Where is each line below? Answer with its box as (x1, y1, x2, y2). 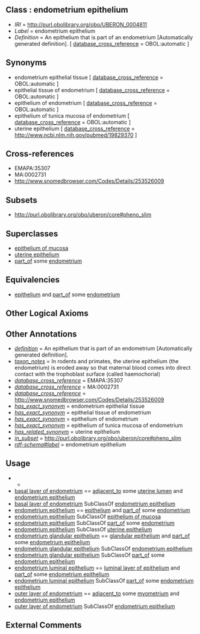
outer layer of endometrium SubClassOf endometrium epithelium (14, 603, 175, 610)
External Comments (5, 620, 82, 630)
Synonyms (5, 57, 47, 68)
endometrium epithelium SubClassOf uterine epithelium (14, 525, 152, 533)
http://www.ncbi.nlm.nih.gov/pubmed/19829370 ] (14, 131, 137, 138)
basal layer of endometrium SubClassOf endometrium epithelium (14, 500, 176, 507)
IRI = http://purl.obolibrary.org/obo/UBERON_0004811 (14, 21, 148, 28)
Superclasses (5, 229, 58, 239)
